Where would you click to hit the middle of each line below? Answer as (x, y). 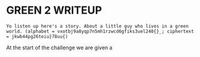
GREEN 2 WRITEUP (54, 10)
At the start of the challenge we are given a (59, 47)
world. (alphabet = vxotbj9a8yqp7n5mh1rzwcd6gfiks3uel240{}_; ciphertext (100, 31)
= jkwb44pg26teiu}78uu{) (37, 36)
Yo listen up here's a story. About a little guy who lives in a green (97, 26)
